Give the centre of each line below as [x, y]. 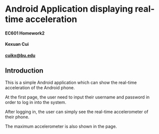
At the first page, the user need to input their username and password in [77, 97]
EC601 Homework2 [25, 33]
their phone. [17, 117]
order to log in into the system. [36, 102]
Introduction [24, 71]
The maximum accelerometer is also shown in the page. [61, 126]
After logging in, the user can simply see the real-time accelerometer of [77, 112]
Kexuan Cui [17, 44]
